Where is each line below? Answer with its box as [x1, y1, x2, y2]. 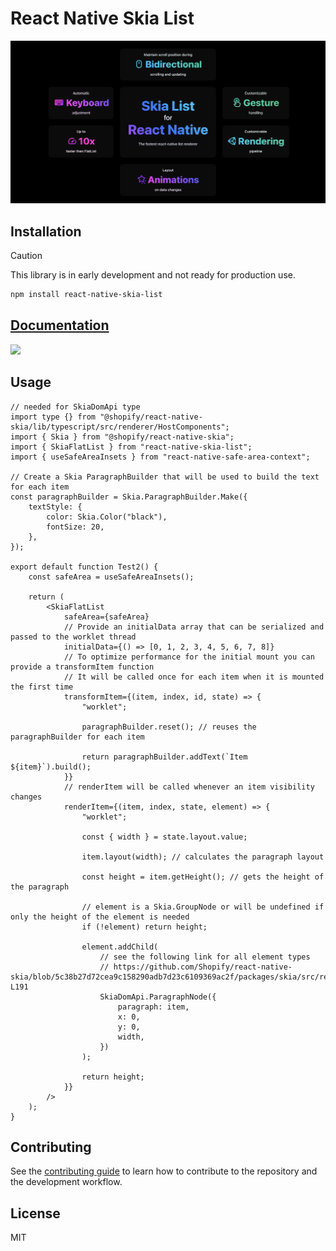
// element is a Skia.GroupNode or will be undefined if [81, 902, 325, 912]
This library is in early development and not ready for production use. [10, 269, 296, 281]
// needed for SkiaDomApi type [10, 402, 141, 412]
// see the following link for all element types [99, 952, 311, 962]
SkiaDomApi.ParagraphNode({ [99, 992, 217, 1002]
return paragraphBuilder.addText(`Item [81, 752, 248, 762]
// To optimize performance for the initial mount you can [63, 652, 315, 662]
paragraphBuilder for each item [10, 732, 145, 742]
